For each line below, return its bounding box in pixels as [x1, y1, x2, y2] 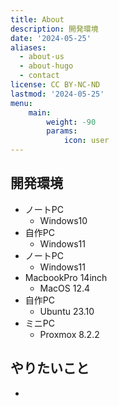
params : [46, 126, 78, 136]
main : [28, 107, 52, 118]
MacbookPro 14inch [24, 271, 108, 283]
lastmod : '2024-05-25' [10, 89, 105, 99]
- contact [19, 71, 60, 81]
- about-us [19, 52, 65, 62]
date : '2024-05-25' [10, 33, 92, 43]
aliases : [10, 42, 47, 53]
